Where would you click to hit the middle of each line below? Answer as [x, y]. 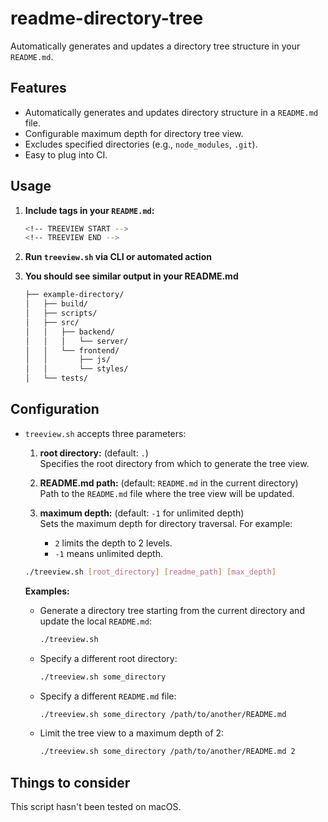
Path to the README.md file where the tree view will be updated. [167, 493]
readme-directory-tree [107, 18]
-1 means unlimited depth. [108, 553]
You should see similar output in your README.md [131, 276]
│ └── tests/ [56, 378]
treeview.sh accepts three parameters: [105, 433]
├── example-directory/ [74, 295]
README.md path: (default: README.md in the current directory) [169, 483]
